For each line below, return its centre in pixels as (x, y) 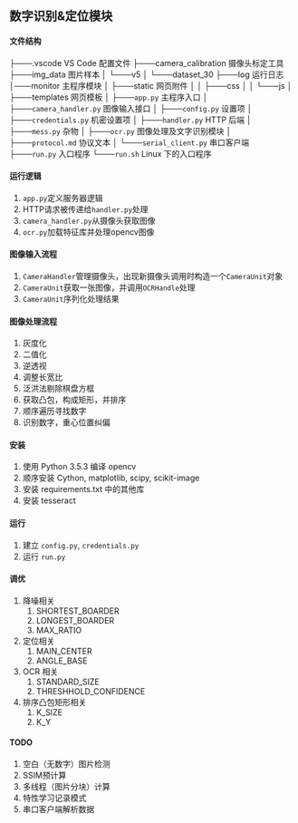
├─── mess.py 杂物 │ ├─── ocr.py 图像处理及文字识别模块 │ (120, 131)
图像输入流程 (33, 254)
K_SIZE (49, 712)
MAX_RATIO (59, 630)
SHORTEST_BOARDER (77, 611)
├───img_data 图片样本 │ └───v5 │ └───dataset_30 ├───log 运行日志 (147, 74)
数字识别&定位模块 (61, 16)
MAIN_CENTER (64, 651)
